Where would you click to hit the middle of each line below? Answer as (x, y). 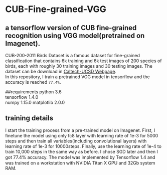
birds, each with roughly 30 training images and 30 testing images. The (79, 66)
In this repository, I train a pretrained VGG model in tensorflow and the (77, 77)
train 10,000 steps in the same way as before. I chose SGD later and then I (81, 151)
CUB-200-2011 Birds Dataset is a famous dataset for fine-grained (73, 55)
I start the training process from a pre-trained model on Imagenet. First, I (80, 130)
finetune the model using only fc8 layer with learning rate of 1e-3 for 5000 (82, 135)
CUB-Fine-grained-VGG (56, 9)
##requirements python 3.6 (33, 92)
